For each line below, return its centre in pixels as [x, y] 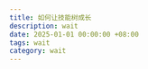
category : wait [38, 51]
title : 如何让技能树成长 [51, 17]
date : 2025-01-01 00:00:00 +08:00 [74, 34]
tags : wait [30, 43]
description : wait [44, 26]
